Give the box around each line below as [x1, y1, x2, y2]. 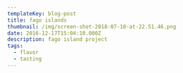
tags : [7, 42, 23, 49]
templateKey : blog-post [7, 10, 77, 17]
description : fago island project [7, 36, 108, 43]
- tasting [13, 56, 42, 63]
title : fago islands [7, 17, 68, 24]
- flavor [13, 49, 39, 56]
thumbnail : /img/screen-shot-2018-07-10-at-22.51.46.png [7, 23, 177, 30]
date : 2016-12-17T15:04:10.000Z [7, 29, 101, 37]
